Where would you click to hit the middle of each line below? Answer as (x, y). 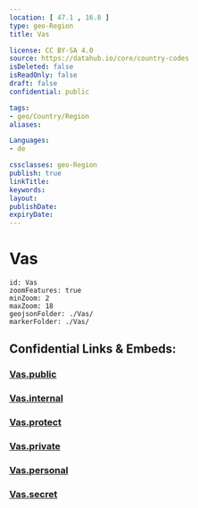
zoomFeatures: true (45, 291)
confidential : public (49, 92)
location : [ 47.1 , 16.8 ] (59, 17)
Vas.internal (37, 398)
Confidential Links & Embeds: (93, 349)
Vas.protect (36, 422)
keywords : (28, 190)
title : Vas (29, 34)
